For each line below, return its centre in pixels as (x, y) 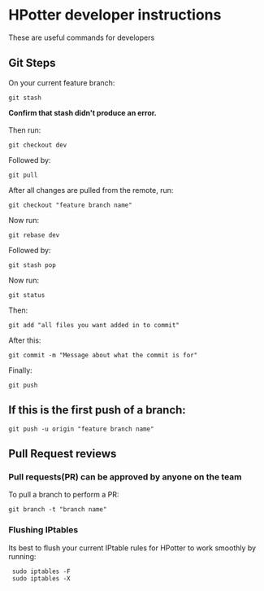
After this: (25, 340)
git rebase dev (34, 235)
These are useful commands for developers (82, 37)
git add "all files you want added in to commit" (94, 325)
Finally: (20, 370)
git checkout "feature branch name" (70, 205)
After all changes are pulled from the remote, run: (91, 190)
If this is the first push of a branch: (97, 410)
